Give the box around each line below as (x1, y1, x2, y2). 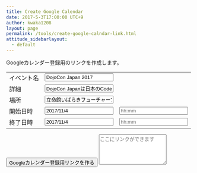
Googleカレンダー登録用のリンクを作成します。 (6, 59, 122, 66)
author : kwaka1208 (6, 20, 52, 26)
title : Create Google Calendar (6, 8, 84, 15)
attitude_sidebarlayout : (6, 36, 68, 42)
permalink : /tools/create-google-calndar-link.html (6, 31, 136, 37)
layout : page (6, 25, 39, 32)
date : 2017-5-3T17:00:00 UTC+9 (6, 14, 84, 20)
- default (11, 42, 36, 48)
